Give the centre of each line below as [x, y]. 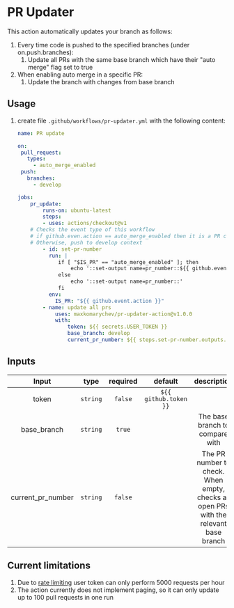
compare [213, 434]
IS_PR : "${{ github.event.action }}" [110, 301]
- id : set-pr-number [72, 249]
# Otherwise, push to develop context [86, 242]
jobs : [25, 197]
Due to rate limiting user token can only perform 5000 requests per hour [121, 582]
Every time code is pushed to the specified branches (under [103, 45]
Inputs [22, 362]
